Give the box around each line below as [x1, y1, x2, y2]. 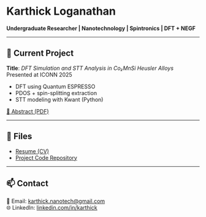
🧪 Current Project [6, 48, 74, 59]
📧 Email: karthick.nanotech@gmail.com [6, 197, 105, 205]
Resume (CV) [15, 147, 49, 154]
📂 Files [6, 131, 32, 142]
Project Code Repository [15, 154, 78, 161]
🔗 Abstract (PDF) [6, 107, 49, 115]
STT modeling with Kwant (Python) [15, 96, 104, 103]
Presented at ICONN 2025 [6, 70, 72, 78]
